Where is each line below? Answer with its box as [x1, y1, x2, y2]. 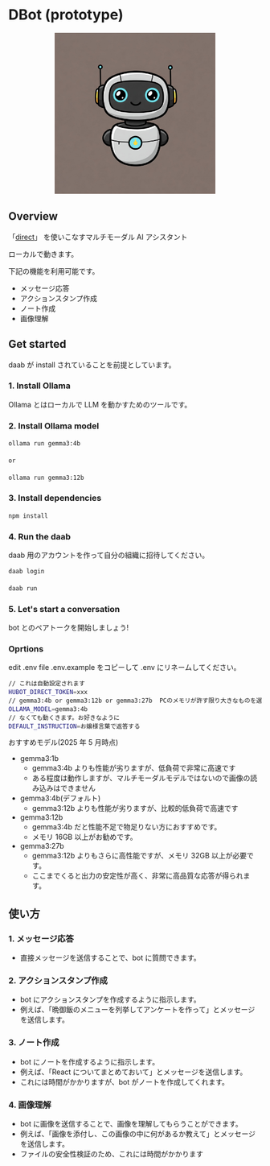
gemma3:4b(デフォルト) [19, 793, 101, 803]
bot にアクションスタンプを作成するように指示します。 [19, 994, 201, 1004]
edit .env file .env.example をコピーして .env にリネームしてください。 [8, 663, 241, 672]
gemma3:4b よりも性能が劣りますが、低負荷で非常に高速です [31, 763, 236, 773]
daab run [8, 584, 38, 593]
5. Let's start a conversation [8, 603, 121, 614]
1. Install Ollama [8, 380, 71, 391]
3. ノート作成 [8, 1037, 59, 1048]
